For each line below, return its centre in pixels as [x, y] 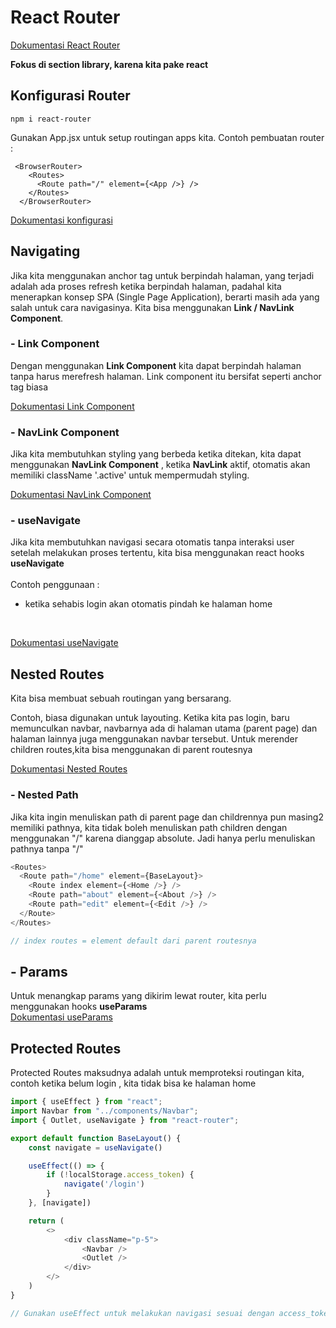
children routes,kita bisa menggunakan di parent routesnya [131, 750]
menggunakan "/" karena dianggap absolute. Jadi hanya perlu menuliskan [163, 838]
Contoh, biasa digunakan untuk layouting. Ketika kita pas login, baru [150, 718]
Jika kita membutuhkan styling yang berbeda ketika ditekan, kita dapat [156, 454]
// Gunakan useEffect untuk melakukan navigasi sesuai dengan [142, 1313]
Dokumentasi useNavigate [64, 643]
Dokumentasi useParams [61, 1017]
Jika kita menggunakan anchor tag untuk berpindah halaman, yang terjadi [162, 275]
